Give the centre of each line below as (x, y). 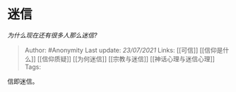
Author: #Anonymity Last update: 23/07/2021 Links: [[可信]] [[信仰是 (124, 50)
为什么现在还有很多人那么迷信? (52, 35)
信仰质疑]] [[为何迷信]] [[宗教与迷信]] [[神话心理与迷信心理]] (129, 59)
